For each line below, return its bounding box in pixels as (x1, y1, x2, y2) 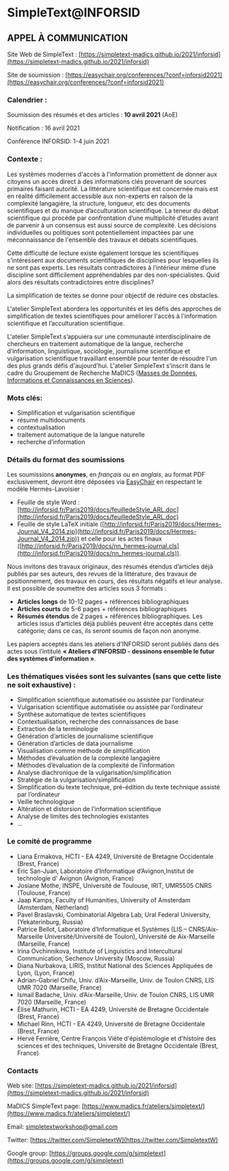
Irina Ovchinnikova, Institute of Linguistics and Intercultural (16, 947, 183, 955)
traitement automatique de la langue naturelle (16, 430, 146, 439)
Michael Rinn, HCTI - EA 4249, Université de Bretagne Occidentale (16, 1020, 205, 1028)
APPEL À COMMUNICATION (7, 32, 129, 44)
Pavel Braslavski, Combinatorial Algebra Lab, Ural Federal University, (16, 910, 211, 919)
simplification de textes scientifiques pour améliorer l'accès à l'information (7, 312, 217, 320)
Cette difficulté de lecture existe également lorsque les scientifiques (7, 249, 199, 257)
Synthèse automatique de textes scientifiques (16, 711, 146, 719)
